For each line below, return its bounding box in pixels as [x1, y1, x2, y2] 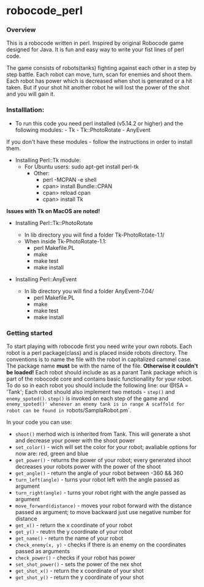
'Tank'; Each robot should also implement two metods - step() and [6, 388, 175, 396]
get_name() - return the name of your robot [15, 534, 124, 542]
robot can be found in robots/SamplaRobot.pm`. [6, 407, 132, 414]
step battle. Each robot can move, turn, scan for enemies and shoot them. [6, 71, 192, 78]
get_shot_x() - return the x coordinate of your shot [15, 567, 144, 575]
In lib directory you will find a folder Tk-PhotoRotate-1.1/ [24, 231, 165, 238]
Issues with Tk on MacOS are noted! [6, 207, 100, 214]
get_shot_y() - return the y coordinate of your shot [15, 574, 144, 581]
